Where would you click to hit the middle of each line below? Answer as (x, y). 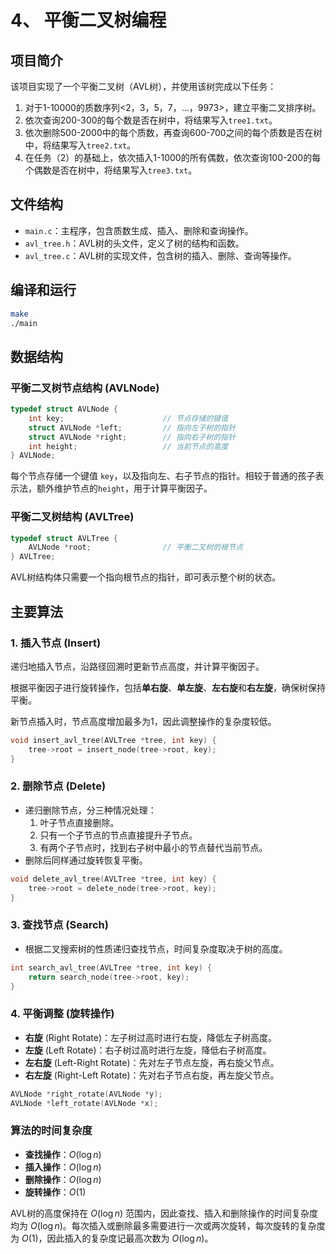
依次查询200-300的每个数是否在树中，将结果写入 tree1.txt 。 (151, 120)
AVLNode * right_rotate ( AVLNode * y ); (86, 1094)
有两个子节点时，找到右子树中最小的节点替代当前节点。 (153, 847)
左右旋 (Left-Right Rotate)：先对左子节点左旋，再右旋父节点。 (152, 1062)
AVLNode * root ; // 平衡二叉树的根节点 (135, 547)
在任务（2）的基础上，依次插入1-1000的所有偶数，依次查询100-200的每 (173, 157)
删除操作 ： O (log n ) (63, 1179)
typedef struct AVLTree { (64, 538)
